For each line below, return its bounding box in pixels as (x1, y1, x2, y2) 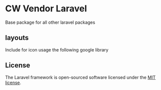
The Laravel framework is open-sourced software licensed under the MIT (5, 74, 156, 80)
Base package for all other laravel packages (5, 19, 96, 25)
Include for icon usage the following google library (5, 46, 109, 52)
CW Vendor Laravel (5, 3, 87, 14)
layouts (5, 34, 29, 42)
